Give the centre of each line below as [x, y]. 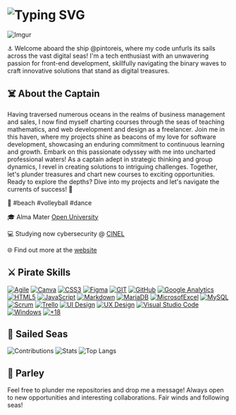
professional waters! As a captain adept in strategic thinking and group [110, 159]
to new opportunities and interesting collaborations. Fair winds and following [118, 397]
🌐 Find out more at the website [52, 249]
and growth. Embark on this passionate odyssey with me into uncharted [112, 151]
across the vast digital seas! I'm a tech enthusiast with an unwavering [108, 56]
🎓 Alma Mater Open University [53, 217]
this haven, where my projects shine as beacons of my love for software [112, 137]
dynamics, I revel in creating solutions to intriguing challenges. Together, [113, 166]
